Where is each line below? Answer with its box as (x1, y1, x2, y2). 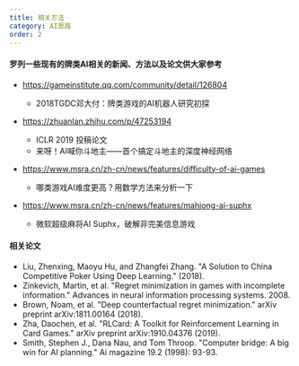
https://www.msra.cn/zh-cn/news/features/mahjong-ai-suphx (22, 199, 252, 211)
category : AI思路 (9, 22, 72, 30)
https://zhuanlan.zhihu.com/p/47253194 (22, 116, 172, 126)
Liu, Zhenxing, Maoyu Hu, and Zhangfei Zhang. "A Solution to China (22, 261, 273, 272)
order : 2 (9, 30, 42, 39)
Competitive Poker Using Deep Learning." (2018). (22, 270, 205, 281)
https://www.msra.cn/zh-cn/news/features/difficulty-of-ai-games (22, 163, 266, 174)
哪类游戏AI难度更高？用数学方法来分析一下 (35, 181, 194, 193)
